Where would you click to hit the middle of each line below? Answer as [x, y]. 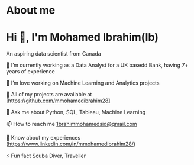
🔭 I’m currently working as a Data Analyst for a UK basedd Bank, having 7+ [97, 65]
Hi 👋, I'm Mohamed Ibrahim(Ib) [82, 38]
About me [31, 10]
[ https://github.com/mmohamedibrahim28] [58, 101]
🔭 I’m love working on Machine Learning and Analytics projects [83, 83]
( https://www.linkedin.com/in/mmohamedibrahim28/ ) [71, 144]
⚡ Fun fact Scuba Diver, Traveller [46, 156]
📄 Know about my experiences [43, 138]
